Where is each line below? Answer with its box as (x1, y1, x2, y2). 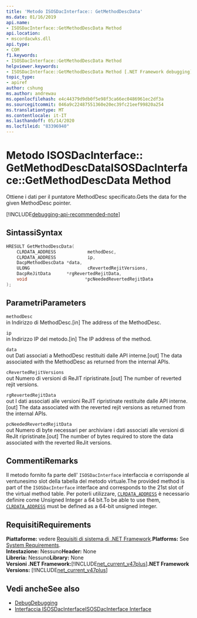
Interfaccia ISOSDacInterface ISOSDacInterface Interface (14, 606, 151, 612)
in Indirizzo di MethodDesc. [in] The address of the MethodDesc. (6, 319, 162, 326)
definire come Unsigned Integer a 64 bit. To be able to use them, (6, 496, 161, 503)
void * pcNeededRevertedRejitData (16, 276, 154, 282)
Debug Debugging (14, 599, 58, 606)
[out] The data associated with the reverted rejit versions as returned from (6, 403, 185, 410)
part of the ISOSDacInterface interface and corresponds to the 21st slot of (6, 484, 184, 491)
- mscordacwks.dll (6, 36, 51, 42)
